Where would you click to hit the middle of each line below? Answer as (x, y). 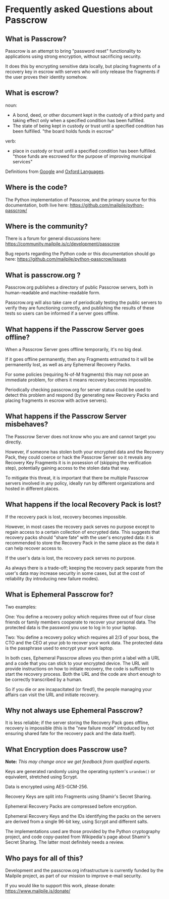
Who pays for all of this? (44, 858)
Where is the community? (47, 227)
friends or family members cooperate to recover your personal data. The (81, 622)
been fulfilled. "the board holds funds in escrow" (63, 131)
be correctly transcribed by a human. (44, 679)
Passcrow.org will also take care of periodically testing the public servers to (84, 302)
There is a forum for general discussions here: (53, 238)
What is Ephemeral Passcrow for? (59, 595)
